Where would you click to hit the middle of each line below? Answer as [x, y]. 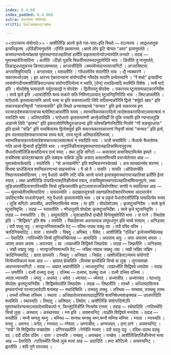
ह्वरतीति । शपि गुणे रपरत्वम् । [29, 347]
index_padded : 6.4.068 [29, 15]
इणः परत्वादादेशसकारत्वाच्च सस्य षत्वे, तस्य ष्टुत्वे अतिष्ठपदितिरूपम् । [60, 135]
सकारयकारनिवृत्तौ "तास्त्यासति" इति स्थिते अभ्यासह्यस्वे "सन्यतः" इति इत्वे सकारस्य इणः [74, 106]
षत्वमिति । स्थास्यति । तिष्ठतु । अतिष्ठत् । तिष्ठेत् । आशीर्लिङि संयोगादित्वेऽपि [68, 301]
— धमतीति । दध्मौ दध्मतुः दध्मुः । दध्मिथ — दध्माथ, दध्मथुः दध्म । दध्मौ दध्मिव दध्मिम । [75, 272]
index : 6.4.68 [20, 10]
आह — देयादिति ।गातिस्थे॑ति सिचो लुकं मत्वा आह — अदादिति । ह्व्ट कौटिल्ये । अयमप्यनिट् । [80, 341]
